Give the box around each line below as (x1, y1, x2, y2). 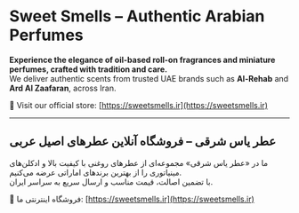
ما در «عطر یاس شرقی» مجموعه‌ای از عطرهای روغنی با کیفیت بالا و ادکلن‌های (9, 157, 269, 168)
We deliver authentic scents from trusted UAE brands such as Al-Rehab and (9, 73, 289, 83)
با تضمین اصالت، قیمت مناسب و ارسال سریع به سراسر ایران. (9, 176, 214, 187)
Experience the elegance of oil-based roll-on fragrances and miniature (9, 54, 276, 65)
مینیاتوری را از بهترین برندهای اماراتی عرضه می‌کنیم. (9, 167, 182, 177)
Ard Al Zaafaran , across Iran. (9, 83, 117, 93)
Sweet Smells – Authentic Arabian (9, 6, 265, 27)
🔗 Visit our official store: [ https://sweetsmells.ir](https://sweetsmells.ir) (9, 99, 269, 110)
